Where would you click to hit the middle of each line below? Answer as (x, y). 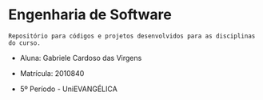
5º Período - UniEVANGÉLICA (68, 89)
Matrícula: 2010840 (52, 73)
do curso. (25, 43)
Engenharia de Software (90, 15)
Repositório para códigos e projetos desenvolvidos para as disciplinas (132, 36)
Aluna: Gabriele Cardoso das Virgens (81, 58)
